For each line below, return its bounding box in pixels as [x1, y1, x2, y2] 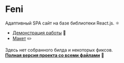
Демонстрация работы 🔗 [12, 29, 66, 35]
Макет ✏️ [12, 35, 32, 41]
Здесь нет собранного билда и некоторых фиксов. [5, 46, 113, 53]
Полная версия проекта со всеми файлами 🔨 [5, 52, 104, 58]
